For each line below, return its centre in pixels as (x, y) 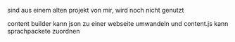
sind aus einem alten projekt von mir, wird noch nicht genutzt (96, 10)
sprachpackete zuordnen (44, 31)
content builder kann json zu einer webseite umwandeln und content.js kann (118, 23)
